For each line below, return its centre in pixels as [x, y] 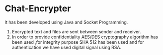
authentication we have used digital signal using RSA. [67, 47]
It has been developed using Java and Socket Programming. [66, 22]
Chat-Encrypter [38, 9]
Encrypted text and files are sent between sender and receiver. [76, 31]
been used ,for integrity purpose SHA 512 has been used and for [78, 42]
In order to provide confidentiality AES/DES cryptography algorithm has [85, 37]
